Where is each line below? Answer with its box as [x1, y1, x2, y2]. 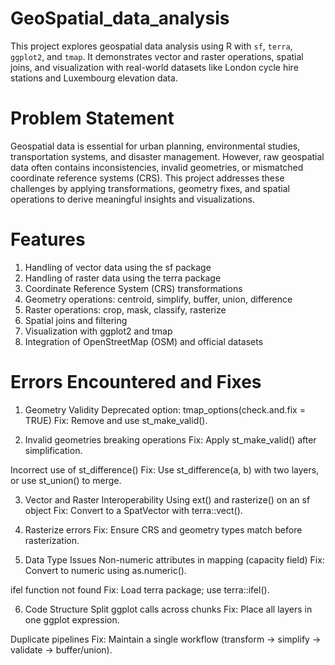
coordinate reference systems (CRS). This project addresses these [10, 172, 285, 184]
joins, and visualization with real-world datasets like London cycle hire [10, 61, 299, 73]
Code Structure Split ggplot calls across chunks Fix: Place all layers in [24, 603, 313, 615]
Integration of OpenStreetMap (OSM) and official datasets [24, 335, 264, 347]
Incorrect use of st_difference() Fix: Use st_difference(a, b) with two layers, [10, 463, 320, 476]
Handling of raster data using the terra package [24, 272, 222, 284]
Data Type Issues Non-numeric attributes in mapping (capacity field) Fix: [24, 553, 325, 566]
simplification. [24, 444, 83, 456]
